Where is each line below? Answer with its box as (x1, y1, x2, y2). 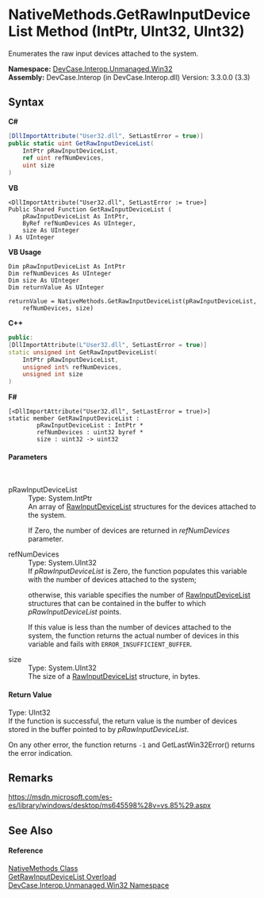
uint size (22, 161, 55, 170)
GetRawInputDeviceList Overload (8, 872, 117, 881)
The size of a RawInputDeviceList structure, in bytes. (28, 672, 201, 681)
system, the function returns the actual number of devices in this (28, 631, 239, 641)
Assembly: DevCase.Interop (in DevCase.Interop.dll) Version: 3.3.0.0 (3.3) (8, 72, 251, 82)
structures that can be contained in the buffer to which (28, 599, 206, 608)
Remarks (8, 771, 54, 784)
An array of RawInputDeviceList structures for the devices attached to (28, 502, 257, 511)
